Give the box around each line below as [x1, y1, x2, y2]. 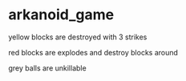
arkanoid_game [8, 6, 115, 24]
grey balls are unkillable [8, 63, 87, 73]
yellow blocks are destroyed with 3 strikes [8, 32, 148, 42]
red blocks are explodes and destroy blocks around [8, 47, 179, 57]
